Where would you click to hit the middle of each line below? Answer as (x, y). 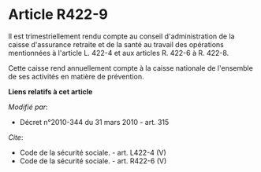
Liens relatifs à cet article (50, 91)
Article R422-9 (58, 15)
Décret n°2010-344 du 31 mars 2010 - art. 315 (94, 122)
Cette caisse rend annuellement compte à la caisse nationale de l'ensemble (131, 68)
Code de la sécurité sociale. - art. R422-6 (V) (93, 161)
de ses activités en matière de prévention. (76, 76)
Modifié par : (28, 107)
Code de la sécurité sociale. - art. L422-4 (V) (93, 152)
